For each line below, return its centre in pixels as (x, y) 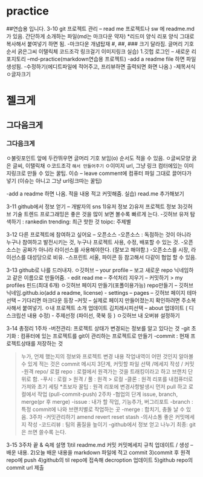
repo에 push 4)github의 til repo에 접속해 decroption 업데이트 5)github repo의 (100, 460)
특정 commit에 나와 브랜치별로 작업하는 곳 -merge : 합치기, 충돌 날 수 (103, 409)
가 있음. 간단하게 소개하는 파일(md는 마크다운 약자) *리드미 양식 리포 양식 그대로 (100, 36)
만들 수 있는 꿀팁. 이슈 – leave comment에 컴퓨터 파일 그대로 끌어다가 (109, 173)
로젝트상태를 (21, 343)
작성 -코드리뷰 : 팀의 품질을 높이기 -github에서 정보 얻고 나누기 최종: (108, 424)
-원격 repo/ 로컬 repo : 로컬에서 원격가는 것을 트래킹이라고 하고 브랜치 (104, 371)
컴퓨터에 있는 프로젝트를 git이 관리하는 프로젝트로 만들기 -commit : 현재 (105, 336)
